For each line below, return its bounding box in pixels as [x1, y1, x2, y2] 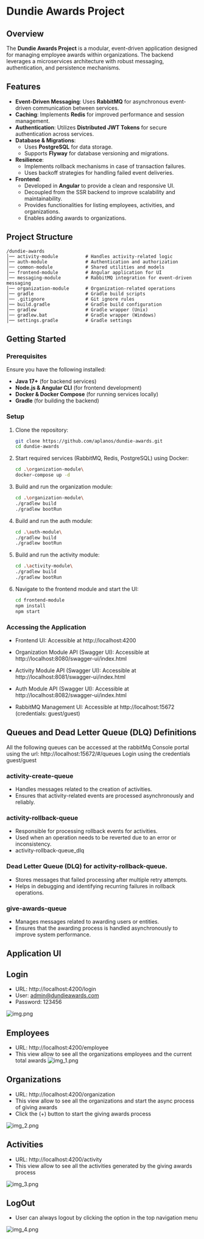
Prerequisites [6, 352, 47, 360]
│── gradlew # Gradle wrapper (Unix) [6, 306, 149, 313]
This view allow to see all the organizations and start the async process [15, 1097, 195, 1104]
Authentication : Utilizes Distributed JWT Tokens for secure [15, 124, 167, 131]
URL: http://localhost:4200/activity [15, 1156, 102, 1163]
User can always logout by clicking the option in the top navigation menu [15, 1214, 198, 1221]
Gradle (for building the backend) [15, 397, 99, 404]
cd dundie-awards [15, 443, 60, 450]
